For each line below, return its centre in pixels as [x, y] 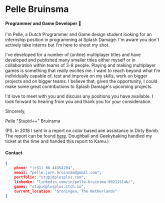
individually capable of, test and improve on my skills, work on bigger [76, 76]
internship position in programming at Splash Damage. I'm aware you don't [82, 40]
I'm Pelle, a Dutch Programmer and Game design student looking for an [78, 34]
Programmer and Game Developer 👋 [43, 23]
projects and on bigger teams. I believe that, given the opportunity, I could [81, 81]
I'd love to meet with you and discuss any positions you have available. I [79, 96]
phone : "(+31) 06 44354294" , [44, 168]
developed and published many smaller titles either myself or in [70, 60]
